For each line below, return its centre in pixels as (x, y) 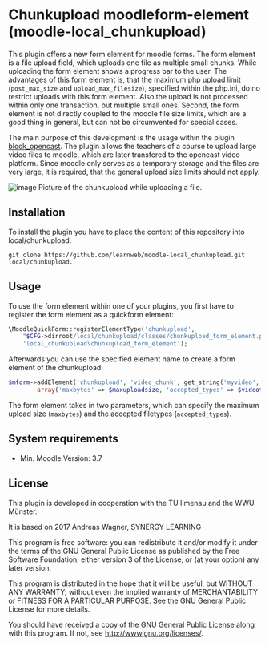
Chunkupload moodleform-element (129, 15)
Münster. (23, 511)
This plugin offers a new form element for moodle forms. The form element (132, 54)
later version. (30, 567)
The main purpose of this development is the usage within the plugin (121, 137)
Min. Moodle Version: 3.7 (61, 458)
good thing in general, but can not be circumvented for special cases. (123, 122)
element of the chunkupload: (56, 368)
